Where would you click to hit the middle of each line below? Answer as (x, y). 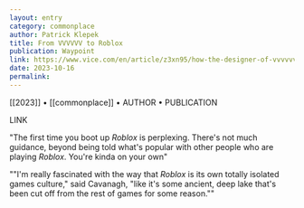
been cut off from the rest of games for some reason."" (112, 193)
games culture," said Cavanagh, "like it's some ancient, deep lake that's (143, 184)
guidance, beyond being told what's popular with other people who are (142, 147)
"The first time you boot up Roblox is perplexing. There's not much (133, 137)
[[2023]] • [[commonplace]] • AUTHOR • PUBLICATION (114, 102)
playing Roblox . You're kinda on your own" (89, 156)
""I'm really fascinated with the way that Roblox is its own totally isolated (144, 174)
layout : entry (36, 18)
